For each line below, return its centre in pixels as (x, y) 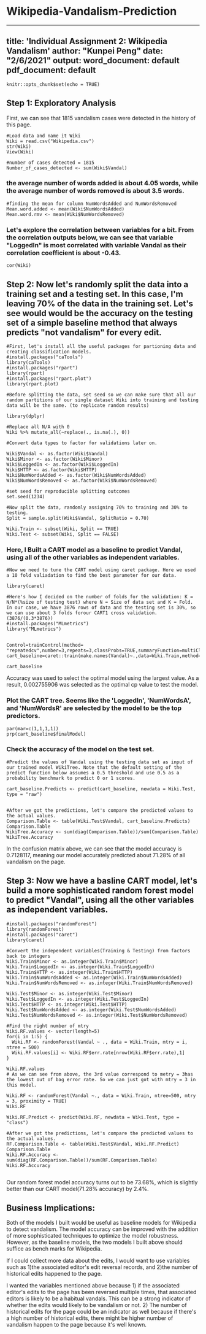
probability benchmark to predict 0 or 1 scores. (71, 778)
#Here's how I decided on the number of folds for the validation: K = (100, 597)
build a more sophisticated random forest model (100, 891)
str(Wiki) (19, 146)
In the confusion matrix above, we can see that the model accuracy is (94, 849)
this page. (19, 125)
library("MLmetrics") (34, 629)
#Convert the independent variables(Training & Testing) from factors (98, 950)
